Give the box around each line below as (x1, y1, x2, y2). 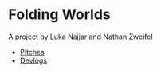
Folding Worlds (8, 6, 111, 24)
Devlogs (19, 56, 48, 65)
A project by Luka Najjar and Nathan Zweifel (8, 32, 153, 41)
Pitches (19, 47, 45, 56)
